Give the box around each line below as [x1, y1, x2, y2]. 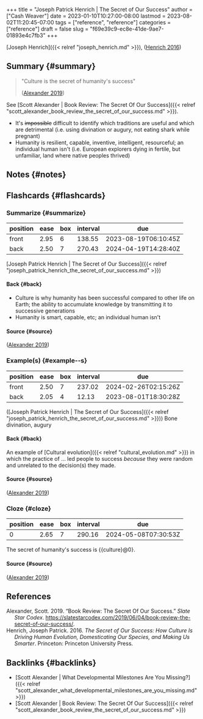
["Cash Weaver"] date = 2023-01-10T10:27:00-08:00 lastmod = [6, 12, 166, 20]
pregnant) [15, 132, 41, 140]
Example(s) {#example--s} [6, 356, 87, 365]
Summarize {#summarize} [6, 208, 87, 217]
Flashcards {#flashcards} [6, 190, 105, 201]
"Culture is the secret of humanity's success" [21, 77, 136, 85]
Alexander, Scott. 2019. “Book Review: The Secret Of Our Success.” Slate [6, 607, 190, 615]
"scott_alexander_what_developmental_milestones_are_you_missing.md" [15, 687, 198, 694]
